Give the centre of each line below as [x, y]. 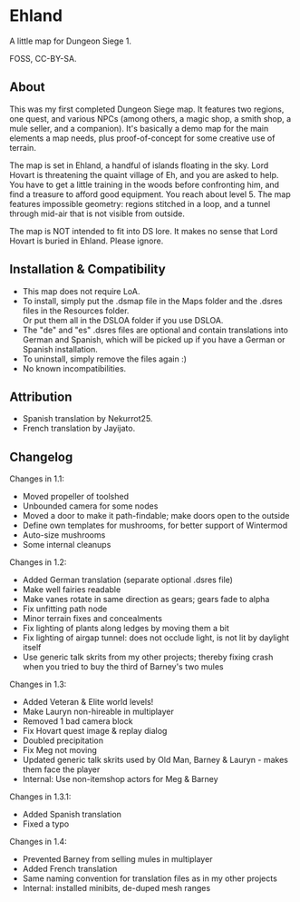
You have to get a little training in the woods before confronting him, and [144, 184]
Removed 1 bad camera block [77, 721]
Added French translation [70, 869]
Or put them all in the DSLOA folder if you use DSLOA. [123, 320]
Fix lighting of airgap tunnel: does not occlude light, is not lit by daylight [156, 638]
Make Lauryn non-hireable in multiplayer [98, 712]
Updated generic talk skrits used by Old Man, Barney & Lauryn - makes [155, 760]
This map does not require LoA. [81, 291]
